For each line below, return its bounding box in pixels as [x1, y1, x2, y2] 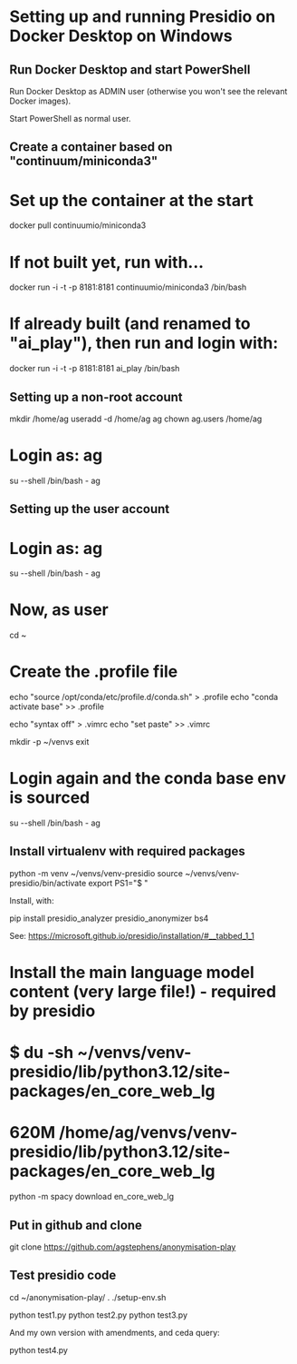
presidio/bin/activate [9, 877, 87, 888]
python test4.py [9, 1344, 68, 1355]
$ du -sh [9, 1043, 74, 1063]
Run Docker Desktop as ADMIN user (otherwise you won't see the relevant [9, 86, 288, 96]
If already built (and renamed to [9, 313, 251, 334]
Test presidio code [9, 1268, 117, 1283]
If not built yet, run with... [9, 252, 205, 272]
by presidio [9, 1001, 96, 1022]
